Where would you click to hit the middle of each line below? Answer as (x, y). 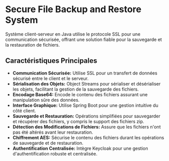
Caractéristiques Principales (51, 61)
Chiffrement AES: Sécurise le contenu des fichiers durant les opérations (88, 137)
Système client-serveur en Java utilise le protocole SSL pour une (73, 34)
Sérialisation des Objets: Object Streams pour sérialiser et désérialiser (87, 84)
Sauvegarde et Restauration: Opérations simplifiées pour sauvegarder (86, 116)
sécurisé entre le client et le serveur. (50, 78)
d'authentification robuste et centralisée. (55, 153)
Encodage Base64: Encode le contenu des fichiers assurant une (80, 94)
